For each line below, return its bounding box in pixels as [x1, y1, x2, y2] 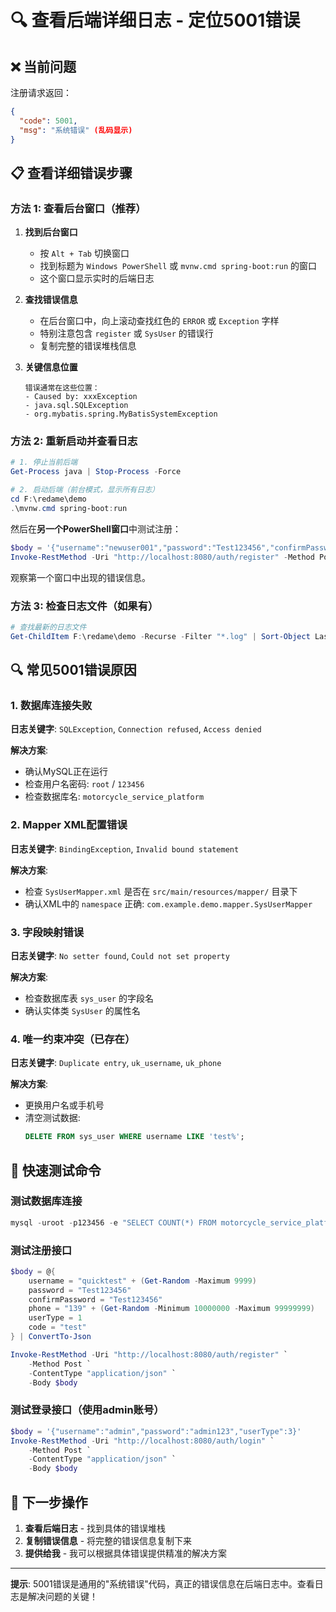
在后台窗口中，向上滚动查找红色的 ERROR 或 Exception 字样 [39, 315, 280, 327]
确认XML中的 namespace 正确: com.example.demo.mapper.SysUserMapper [24, 897, 313, 910]
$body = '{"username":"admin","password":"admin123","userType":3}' [10, 1426, 302, 1436]
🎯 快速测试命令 [10, 1162, 102, 1179]
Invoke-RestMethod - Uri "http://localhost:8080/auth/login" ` [10, 1436, 275, 1446]
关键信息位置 [24, 361, 78, 373]
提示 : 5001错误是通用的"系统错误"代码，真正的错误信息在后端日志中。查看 [10, 1577, 315, 1590]
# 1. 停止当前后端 [10, 457, 78, 468]
